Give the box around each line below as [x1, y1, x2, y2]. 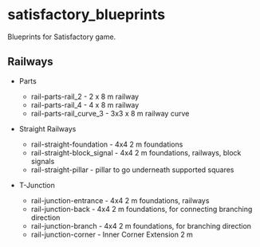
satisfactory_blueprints [7, 6, 165, 24]
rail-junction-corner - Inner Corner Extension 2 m [30, 229, 193, 239]
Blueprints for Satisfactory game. [7, 32, 116, 41]
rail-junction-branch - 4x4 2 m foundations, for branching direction [30, 221, 252, 230]
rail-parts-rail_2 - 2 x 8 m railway [30, 92, 140, 101]
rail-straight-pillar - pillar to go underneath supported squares [30, 165, 234, 174]
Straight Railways [18, 123, 77, 133]
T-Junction [18, 180, 55, 190]
